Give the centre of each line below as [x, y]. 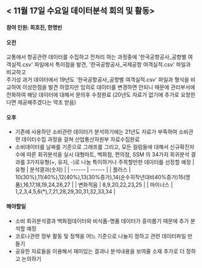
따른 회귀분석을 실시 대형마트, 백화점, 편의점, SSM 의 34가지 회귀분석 [108, 155]
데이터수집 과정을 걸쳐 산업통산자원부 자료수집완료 [81, 139]
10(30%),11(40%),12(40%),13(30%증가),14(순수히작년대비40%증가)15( [100, 177]
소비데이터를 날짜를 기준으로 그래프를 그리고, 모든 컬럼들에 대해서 [92, 147]
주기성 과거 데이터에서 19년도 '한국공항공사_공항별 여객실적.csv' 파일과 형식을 [98, 80]
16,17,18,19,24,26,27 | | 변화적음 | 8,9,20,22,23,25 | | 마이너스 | [98, 185]
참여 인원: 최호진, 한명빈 [34, 27]
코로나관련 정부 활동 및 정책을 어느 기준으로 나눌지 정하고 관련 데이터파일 [100, 236]
